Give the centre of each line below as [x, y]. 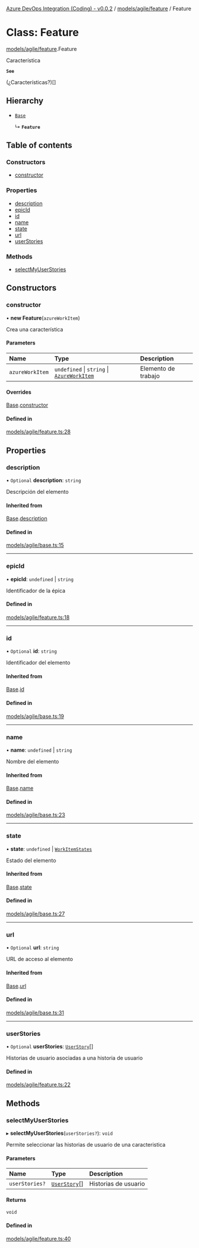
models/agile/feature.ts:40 [38, 1239]
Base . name [20, 789]
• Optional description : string [44, 480]
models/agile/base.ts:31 [35, 1013]
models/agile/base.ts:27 [36, 914]
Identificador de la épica [36, 591]
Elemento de [158, 368]
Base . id [15, 690]
